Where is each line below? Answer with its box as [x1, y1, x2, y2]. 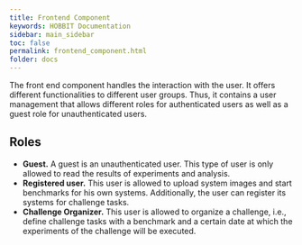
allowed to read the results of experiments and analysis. [22, 168, 231, 178]
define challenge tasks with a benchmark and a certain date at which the [22, 215, 293, 226]
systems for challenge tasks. [22, 196, 130, 207]
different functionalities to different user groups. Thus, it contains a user [9, 89, 277, 100]
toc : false [9, 38, 50, 48]
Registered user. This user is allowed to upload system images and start [22, 177, 293, 188]
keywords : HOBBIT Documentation [9, 22, 131, 31]
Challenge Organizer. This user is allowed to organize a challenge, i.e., [22, 206, 287, 217]
